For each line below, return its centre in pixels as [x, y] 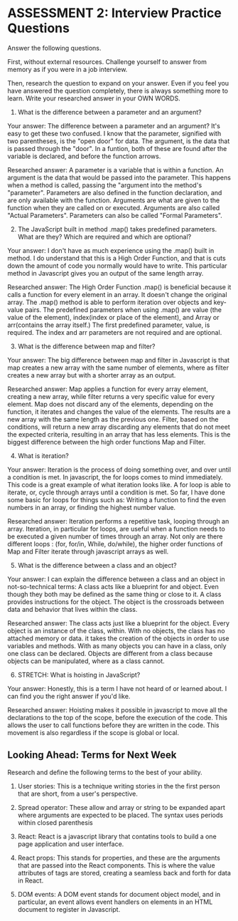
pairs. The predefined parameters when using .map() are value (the [123, 309]
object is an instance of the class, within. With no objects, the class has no [116, 630]
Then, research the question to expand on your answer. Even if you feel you [118, 83]
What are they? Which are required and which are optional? [104, 236]
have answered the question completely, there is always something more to [118, 90]
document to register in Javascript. [69, 909]
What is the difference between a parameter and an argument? [109, 112]
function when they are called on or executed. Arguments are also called [114, 207]
